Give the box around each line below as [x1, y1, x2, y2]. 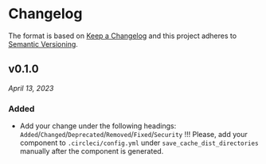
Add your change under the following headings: [19, 121, 177, 131]
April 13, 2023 [8, 83, 54, 93]
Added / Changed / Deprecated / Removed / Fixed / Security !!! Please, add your [19, 130, 248, 139]
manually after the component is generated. [19, 147, 164, 156]
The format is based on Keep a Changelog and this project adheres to [8, 31, 237, 40]
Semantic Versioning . [8, 39, 78, 48]
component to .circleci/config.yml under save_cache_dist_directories [19, 138, 259, 147]
